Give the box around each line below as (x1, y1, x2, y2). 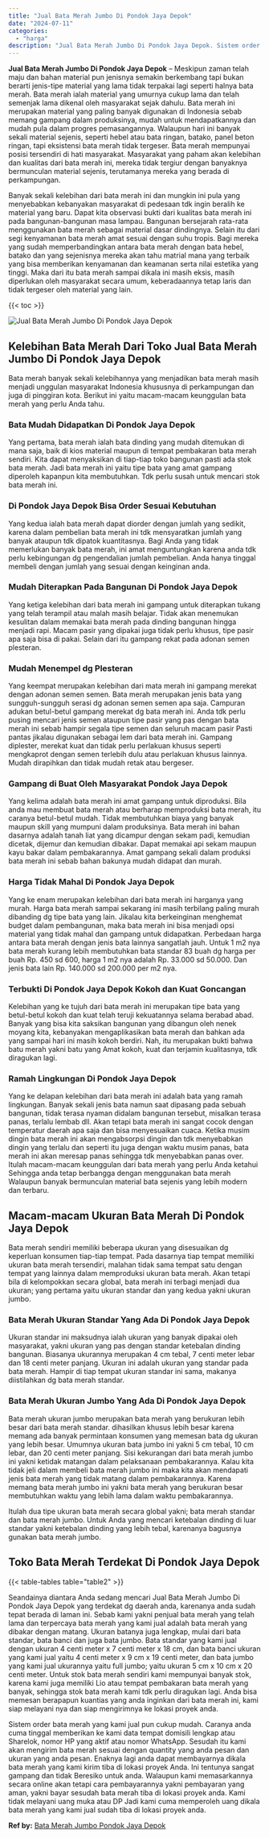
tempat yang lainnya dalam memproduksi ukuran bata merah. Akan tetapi (8, 1269, 251, 1278)
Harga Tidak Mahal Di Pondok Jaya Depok (8, 876, 175, 888)
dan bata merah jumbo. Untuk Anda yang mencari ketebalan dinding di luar (8, 1515, 257, 1525)
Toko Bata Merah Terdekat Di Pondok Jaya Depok (8, 1555, 260, 1569)
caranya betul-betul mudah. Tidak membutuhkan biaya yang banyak (8, 813, 234, 823)
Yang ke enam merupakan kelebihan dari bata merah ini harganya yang (8, 895, 243, 905)
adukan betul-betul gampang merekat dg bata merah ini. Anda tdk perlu (8, 706, 247, 717)
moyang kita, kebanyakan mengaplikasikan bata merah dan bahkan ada (8, 1028, 245, 1037)
